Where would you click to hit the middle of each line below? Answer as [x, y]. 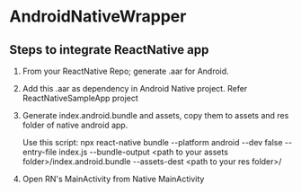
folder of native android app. [75, 125]
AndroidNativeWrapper [98, 17]
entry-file [40, 152]
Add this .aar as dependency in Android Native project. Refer [135, 88]
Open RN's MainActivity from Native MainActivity [113, 179]
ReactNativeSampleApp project [80, 98]
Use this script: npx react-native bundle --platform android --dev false [152, 142]
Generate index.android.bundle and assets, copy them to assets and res [155, 115]
